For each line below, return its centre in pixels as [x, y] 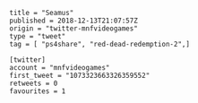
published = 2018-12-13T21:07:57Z [74, 21]
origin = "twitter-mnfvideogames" [74, 29]
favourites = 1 [38, 91]
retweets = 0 [34, 83]
